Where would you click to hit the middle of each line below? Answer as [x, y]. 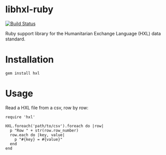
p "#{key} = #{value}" [39, 139]
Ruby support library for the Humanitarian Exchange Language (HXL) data [83, 33]
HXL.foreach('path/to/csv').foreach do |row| [54, 126]
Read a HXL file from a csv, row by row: [47, 107]
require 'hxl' [20, 117]
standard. [15, 39]
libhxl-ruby [29, 9]
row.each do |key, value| [38, 135]
